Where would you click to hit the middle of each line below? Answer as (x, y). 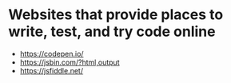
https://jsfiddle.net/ (52, 70)
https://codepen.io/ (52, 53)
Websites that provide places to (116, 15)
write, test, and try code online (112, 32)
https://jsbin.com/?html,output (70, 62)
